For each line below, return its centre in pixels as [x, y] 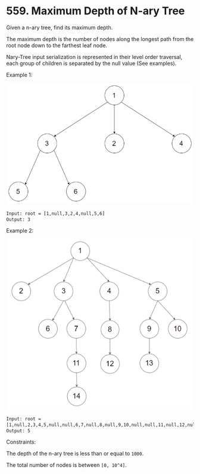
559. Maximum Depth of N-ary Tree [96, 11]
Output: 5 [18, 431]
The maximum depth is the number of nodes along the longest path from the [100, 39]
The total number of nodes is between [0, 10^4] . [66, 465]
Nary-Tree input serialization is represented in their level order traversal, [94, 57]
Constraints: [21, 442]
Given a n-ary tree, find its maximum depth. [60, 27]
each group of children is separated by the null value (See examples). [91, 63]
